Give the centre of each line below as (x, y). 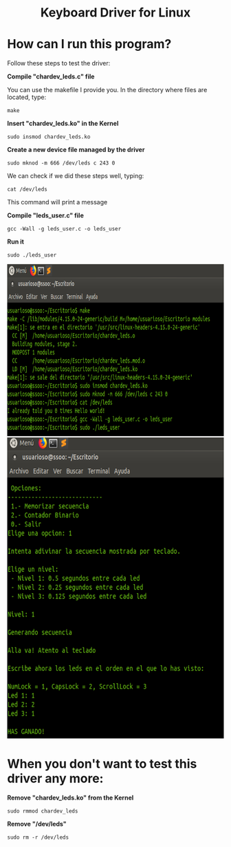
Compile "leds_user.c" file (45, 215)
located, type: (27, 97)
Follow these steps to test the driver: (59, 63)
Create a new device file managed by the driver (76, 150)
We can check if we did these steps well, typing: (76, 176)
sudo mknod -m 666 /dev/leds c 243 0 (61, 163)
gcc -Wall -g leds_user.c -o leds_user (64, 229)
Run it (15, 242)
